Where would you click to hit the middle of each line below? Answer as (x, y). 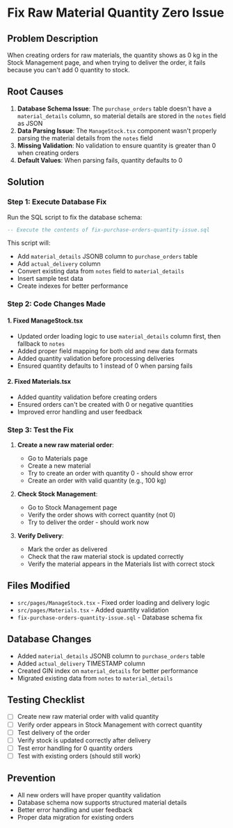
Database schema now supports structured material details (102, 802)
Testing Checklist (46, 700)
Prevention (31, 778)
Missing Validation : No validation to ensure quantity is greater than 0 (116, 145)
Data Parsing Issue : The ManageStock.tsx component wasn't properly (117, 131)
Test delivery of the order (54, 732)
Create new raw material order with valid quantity (88, 717)
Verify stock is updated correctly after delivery (84, 740)
